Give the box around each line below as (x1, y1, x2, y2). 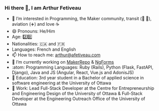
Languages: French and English (11, 46, 76, 52)
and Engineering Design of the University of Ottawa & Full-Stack (11, 91, 143, 97)
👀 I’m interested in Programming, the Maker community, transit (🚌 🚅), (11, 16, 152, 22)
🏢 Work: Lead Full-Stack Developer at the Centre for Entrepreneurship (11, 85, 154, 91)
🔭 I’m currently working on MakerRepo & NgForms (11, 59, 114, 65)
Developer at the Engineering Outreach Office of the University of (11, 96, 146, 102)
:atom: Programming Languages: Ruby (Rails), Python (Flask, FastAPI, (11, 64, 154, 71)
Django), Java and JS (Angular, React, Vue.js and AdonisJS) (11, 70, 134, 75)
